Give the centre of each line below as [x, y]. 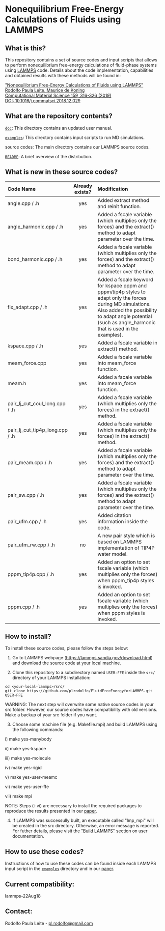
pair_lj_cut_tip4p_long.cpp [38, 430]
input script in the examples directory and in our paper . [60, 869]
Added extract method [124, 200]
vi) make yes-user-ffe [27, 787]
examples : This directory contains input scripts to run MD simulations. [75, 137]
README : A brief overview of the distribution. [49, 156]
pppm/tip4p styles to [122, 292]
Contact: [19, 912]
